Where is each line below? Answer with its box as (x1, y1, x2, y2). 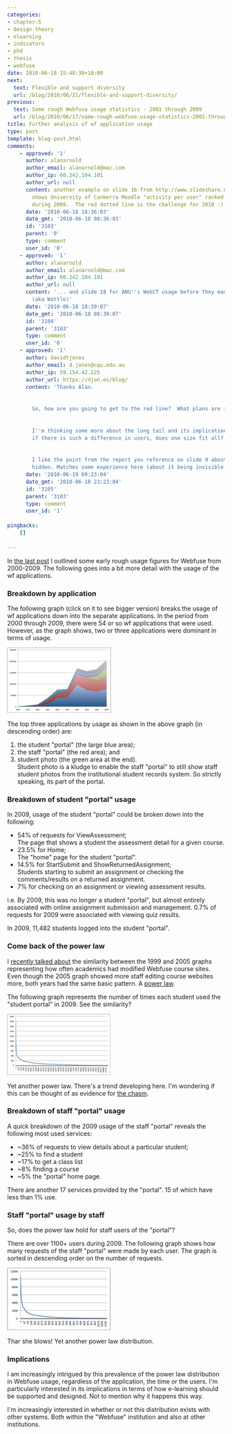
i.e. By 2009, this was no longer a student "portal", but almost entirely (7, 896, 205, 905)
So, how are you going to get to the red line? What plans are (32, 406, 221, 412)
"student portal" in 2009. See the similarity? (7, 1000, 132, 1008)
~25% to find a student (17, 1150, 83, 1159)
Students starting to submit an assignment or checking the (17, 868, 184, 876)
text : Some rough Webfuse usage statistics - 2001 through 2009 (13, 106, 202, 114)
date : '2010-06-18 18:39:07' (25, 303, 110, 310)
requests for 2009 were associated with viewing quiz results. (7, 911, 181, 919)
